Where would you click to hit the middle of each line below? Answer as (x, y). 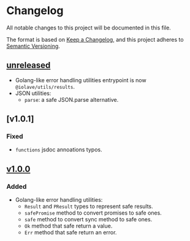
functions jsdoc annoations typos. (59, 150)
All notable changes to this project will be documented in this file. (89, 28)
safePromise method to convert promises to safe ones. (93, 213)
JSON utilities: (33, 93)
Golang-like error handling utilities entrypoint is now (81, 80)
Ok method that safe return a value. (68, 226)
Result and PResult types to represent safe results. (89, 207)
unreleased (28, 65)
